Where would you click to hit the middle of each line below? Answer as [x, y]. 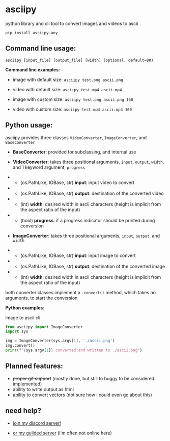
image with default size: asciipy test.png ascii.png [68, 80]
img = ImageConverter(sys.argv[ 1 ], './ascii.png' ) [60, 341]
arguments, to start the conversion [41, 298]
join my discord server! [37, 423]
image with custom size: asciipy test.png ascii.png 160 [73, 99]
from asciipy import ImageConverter [44, 327]
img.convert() [20, 346]
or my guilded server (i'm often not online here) [62, 433]
